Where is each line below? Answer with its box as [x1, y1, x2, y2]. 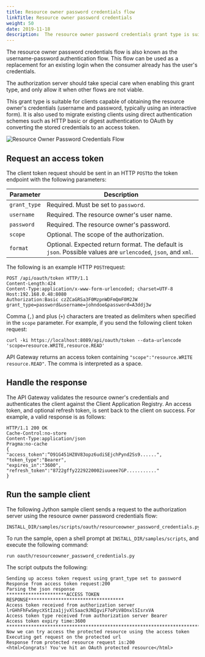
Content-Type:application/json [6, 435, 86, 442]
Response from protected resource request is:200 [6, 639, 135, 645]
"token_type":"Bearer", [6, 456, 67, 463]
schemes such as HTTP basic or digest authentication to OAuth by [6, 117, 174, 125]
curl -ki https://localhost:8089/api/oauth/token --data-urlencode [6, 337, 182, 343]
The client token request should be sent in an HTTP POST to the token [6, 169, 178, 177]
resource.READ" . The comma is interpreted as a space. [6, 360, 143, 367]
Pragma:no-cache [6, 441, 48, 447]
